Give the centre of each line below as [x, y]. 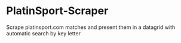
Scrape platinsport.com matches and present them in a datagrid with [91, 27]
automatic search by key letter [43, 33]
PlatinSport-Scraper [57, 11]
